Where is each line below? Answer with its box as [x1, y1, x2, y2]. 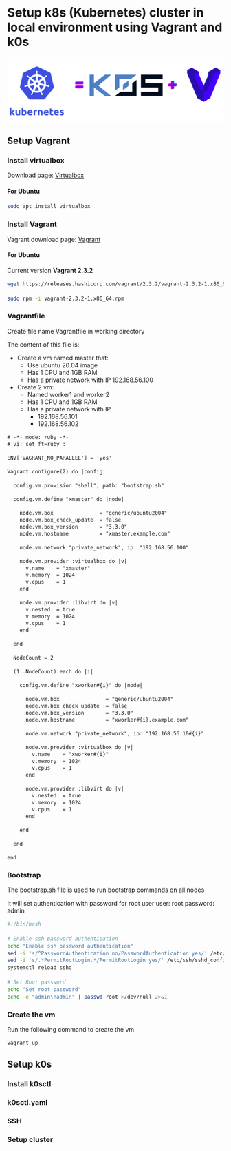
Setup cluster [7, 1134, 54, 1144]
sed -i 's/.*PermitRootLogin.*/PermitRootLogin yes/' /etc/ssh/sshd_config [7, 957, 229, 964]
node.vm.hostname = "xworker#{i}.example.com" [25, 716, 189, 723]
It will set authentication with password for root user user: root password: [7, 899, 214, 908]
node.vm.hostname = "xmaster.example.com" [19, 530, 170, 537]
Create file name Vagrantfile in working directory [7, 327, 145, 335]
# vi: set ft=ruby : [7, 440, 67, 447]
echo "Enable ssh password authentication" [7, 942, 134, 949]
